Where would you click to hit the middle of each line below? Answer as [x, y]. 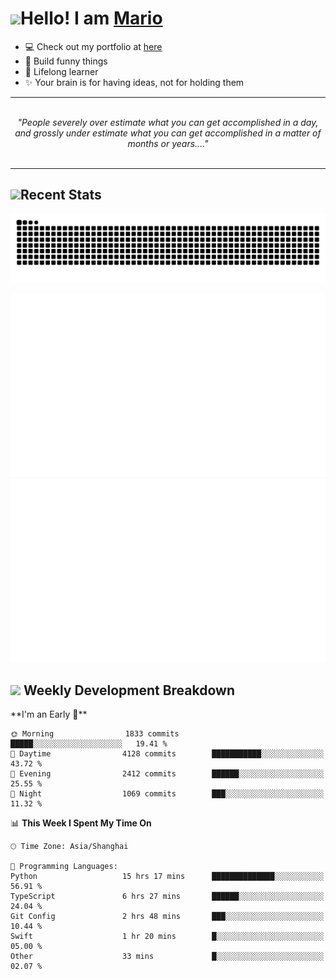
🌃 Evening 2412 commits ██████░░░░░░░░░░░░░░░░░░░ [167, 774]
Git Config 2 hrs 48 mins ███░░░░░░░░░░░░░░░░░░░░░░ [167, 917]
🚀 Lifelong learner [61, 71]
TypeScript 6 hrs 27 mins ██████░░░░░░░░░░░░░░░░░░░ [167, 897]
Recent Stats [61, 195]
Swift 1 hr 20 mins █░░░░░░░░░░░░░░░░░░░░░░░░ [167, 937]
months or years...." [168, 143]
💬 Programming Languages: [64, 867]
